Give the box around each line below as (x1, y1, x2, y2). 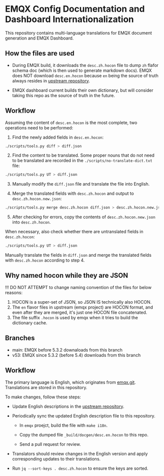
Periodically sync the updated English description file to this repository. (12, 413, 156, 418)
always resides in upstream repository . (12, 78, 90, 83)
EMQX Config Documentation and (5, 3, 145, 15)
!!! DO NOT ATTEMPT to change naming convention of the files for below (5, 284, 152, 290)
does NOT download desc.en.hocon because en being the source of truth (12, 72, 159, 79)
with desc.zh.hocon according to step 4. (5, 257, 85, 263)
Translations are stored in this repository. (5, 384, 87, 390)
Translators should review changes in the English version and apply (12, 451, 148, 456)
